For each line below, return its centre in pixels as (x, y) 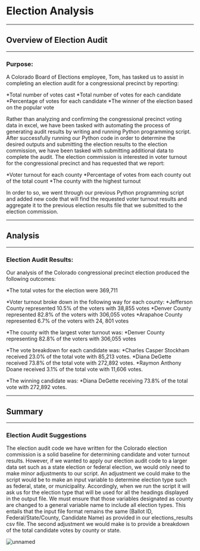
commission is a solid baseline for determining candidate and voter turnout (98, 455)
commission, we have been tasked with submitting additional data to (90, 151)
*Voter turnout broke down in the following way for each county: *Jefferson (99, 302)
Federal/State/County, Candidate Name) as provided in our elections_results (100, 518)
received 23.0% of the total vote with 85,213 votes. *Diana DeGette (89, 357)
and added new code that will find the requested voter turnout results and (97, 199)
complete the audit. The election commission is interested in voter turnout (97, 157)
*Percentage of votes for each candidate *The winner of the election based (99, 101)
